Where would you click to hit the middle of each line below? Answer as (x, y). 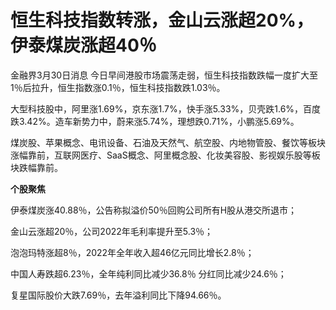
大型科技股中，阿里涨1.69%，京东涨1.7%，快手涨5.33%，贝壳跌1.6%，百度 (166, 108)
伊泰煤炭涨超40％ (83, 45)
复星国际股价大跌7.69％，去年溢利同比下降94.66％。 (118, 295)
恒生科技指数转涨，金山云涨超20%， (162, 20)
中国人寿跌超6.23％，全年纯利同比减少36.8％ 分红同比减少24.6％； (148, 273)
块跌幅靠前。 (36, 167)
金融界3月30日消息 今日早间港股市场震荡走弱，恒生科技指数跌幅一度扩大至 (164, 75)
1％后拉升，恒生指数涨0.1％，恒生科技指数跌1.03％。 (118, 87)
